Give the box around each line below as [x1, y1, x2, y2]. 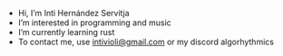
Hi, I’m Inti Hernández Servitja [17, 8, 130, 18]
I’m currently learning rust [17, 27, 115, 37]
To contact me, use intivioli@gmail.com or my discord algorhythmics [17, 36, 275, 47]
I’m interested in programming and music [17, 17, 172, 28]
